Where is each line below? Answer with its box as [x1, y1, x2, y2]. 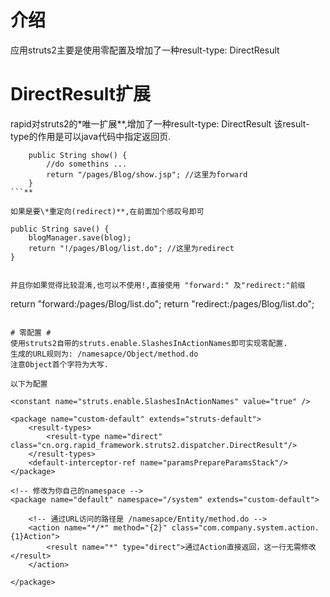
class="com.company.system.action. [171, 522, 320, 533]
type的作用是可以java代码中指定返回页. [10, 130, 172, 142]
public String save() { [10, 224, 110, 234]
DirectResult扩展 [10, 83, 152, 106]
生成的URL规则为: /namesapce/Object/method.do [10, 349, 199, 359]
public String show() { [28, 150, 128, 160]
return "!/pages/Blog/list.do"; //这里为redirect [28, 243, 235, 253]
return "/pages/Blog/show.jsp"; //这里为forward [46, 169, 248, 180]
